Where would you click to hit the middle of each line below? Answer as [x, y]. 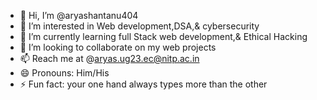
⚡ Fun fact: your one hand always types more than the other [143, 84]
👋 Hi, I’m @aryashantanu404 [79, 15]
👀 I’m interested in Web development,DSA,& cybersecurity [139, 26]
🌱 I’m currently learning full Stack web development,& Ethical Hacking [163, 36]
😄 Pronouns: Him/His [64, 73]
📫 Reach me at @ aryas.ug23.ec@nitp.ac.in [109, 58]
